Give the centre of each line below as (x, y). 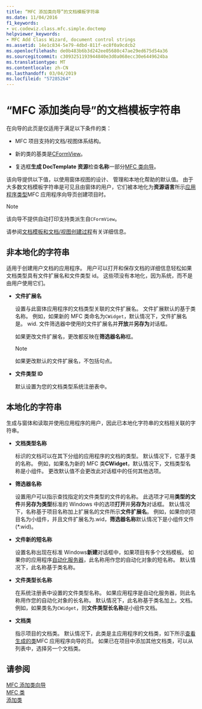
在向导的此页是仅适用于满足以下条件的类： (59, 128)
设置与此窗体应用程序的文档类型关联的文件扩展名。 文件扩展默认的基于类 (105, 308)
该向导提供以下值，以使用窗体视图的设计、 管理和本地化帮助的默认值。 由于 (100, 180)
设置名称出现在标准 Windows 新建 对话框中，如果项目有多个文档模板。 (101, 552)
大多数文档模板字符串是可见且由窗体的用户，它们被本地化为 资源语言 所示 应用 (101, 187)
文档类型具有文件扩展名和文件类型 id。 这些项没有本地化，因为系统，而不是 (99, 275)
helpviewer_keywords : (33, 34)
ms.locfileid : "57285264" (38, 79)
